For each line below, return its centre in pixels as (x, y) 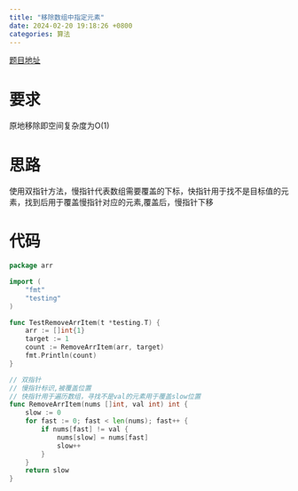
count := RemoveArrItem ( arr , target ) (95, 347)
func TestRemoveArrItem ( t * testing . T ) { (85, 322)
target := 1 (47, 339)
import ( (25, 282)
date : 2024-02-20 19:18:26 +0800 (71, 26)
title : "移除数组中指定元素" (57, 17)
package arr (31, 266)
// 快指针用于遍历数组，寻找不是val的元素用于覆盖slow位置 (105, 396)
